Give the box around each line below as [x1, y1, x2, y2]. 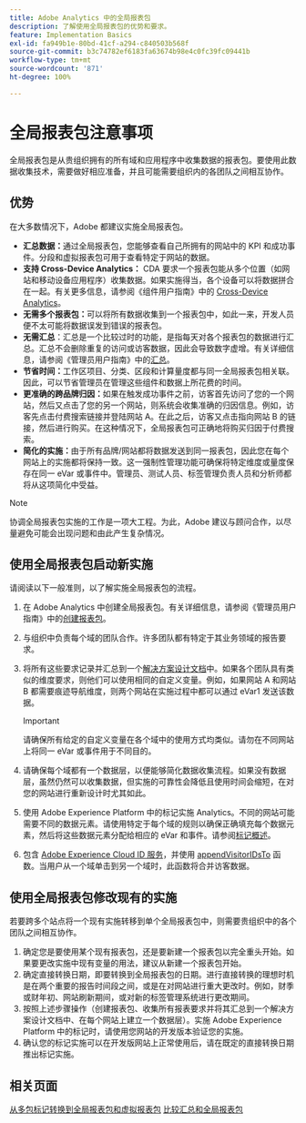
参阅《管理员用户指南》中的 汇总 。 [46, 354, 175, 365]
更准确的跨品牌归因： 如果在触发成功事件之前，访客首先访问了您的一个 [22, 388, 287, 399]
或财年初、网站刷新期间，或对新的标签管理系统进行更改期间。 [22, 992, 255, 1003]
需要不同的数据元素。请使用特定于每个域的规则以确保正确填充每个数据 [22, 818, 287, 829]
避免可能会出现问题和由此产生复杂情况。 [16, 527, 169, 538]
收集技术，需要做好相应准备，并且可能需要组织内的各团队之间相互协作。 [16, 166, 289, 177]
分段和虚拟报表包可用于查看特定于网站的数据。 [38, 251, 215, 262]
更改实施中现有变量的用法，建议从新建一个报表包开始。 [38, 957, 247, 969]
